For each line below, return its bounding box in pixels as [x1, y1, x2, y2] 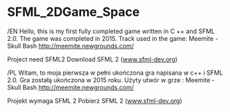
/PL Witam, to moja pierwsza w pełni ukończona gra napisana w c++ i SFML [7, 68, 223, 77]
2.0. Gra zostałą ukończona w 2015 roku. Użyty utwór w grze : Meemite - [7, 75, 215, 84]
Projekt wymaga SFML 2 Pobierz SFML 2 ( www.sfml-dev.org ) [7, 96, 182, 104]
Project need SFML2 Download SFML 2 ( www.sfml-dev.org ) [7, 55, 178, 63]
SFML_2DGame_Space [7, 4, 140, 20]
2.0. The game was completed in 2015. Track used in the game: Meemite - [7, 34, 219, 42]
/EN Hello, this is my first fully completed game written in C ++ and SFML [7, 27, 215, 35]
